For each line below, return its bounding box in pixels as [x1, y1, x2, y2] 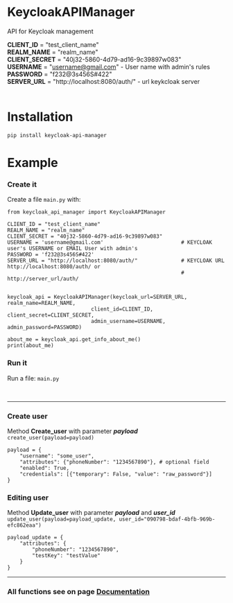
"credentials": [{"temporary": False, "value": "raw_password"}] [19, 471, 213, 478]
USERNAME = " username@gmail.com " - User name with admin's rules [7, 62, 210, 71]
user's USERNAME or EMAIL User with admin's [7, 245, 138, 252]
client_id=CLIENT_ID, [91, 306, 154, 313]
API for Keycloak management [7, 27, 94, 35]
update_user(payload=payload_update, [7, 516, 116, 523]
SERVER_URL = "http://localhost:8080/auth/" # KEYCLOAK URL [7, 257, 225, 264]
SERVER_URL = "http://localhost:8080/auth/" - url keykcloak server [7, 77, 200, 85]
